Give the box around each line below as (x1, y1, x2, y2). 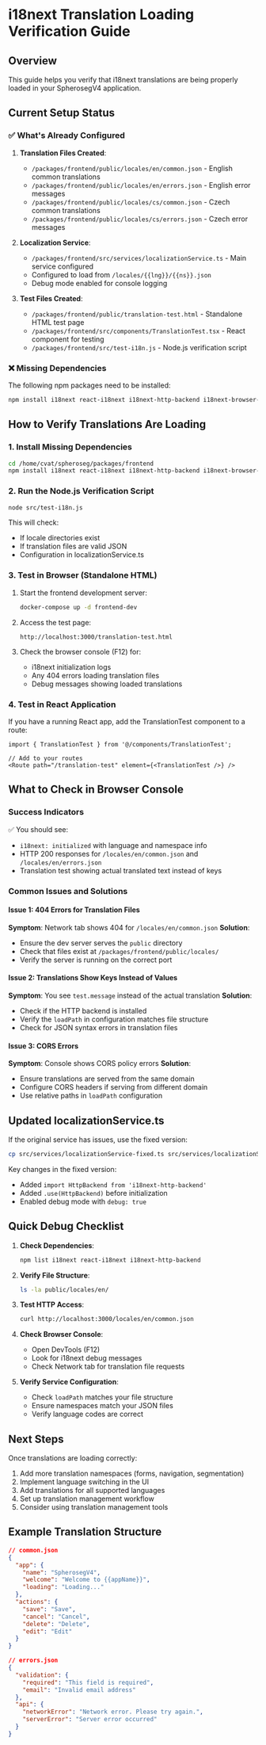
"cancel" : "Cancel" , (22, 1613, 90, 1621)
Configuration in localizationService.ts (19, 550, 145, 559)
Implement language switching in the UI (19, 1477, 149, 1487)
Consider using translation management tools (19, 1503, 169, 1512)
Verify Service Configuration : (19, 1377, 119, 1387)
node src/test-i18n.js (8, 503, 83, 512)
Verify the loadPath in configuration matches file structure (19, 1014, 209, 1024)
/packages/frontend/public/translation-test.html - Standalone (31, 309, 243, 319)
